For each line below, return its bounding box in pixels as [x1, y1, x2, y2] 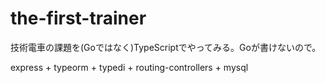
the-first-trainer [10, 7, 147, 30]
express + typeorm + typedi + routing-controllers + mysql [10, 61, 249, 73]
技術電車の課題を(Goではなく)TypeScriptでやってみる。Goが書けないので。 [10, 41, 322, 53]
